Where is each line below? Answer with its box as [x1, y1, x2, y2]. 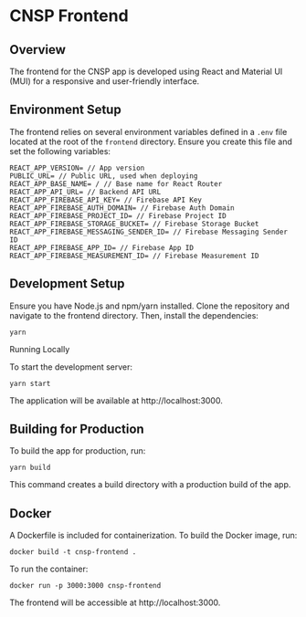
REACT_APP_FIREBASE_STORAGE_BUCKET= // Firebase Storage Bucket [9, 219, 259, 228]
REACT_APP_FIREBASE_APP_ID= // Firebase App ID [9, 243, 195, 252]
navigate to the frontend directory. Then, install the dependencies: [9, 309, 259, 320]
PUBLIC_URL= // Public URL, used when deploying [9, 171, 198, 181]
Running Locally [9, 343, 70, 354]
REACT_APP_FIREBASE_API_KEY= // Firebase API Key [9, 195, 203, 204]
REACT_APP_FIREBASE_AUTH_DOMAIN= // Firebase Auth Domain [9, 203, 235, 213]
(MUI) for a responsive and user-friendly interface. [9, 76, 200, 87]
